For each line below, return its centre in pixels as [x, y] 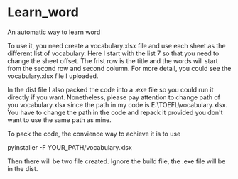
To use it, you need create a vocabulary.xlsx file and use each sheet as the [117, 45]
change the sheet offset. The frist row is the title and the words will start [113, 60]
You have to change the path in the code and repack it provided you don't [115, 112]
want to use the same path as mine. [59, 120]
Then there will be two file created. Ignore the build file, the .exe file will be [117, 161]
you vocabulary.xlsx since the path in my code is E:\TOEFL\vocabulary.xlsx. [117, 104]
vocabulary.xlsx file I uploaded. [53, 76]
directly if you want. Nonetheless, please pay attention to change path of [114, 97]
